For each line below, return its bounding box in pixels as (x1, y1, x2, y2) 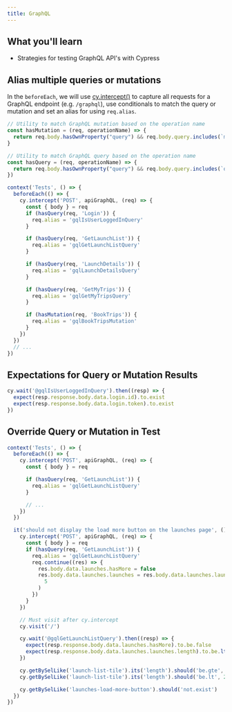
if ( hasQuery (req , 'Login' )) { (25, 210, 116, 217)
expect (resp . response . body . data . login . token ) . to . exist (13, 400, 175, 407)
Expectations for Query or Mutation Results (7, 369, 198, 381)
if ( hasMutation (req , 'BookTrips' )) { (25, 311, 137, 318)
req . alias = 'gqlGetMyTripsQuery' (32, 292, 131, 300)
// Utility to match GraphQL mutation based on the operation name (7, 120, 206, 128)
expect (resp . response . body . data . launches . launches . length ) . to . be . (25, 648, 221, 655)
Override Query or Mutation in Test (7, 426, 161, 438)
